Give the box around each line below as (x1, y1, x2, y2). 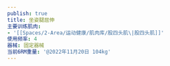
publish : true (7, 10, 48, 17)
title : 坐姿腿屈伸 (7, 16, 55, 23)
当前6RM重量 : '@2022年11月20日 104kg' (7, 49, 111, 56)
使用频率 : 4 (7, 36, 38, 43)
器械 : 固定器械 (7, 42, 45, 49)
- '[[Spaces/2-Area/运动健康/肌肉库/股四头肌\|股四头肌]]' (7, 29, 164, 36)
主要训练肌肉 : (7, 23, 41, 30)
